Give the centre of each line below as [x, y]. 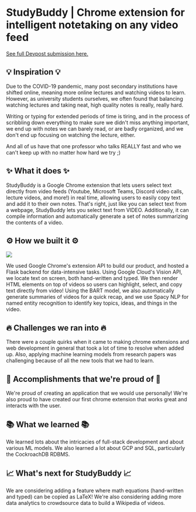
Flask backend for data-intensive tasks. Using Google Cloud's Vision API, [94, 272]
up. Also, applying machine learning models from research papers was [91, 354]
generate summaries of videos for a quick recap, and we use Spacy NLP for [97, 297]
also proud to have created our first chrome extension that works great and [97, 399]
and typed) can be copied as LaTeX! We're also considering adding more [94, 496]
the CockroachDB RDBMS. [38, 454]
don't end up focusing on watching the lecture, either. [71, 135]
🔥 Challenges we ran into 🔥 [56, 328]
